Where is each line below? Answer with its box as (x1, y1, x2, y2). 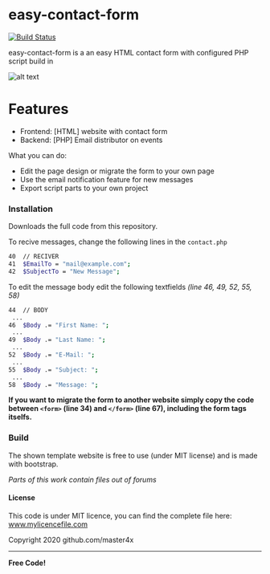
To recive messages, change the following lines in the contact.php (8, 237, 227, 246)
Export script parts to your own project (19, 183, 149, 193)
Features (8, 100, 69, 118)
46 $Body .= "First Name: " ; (8, 321, 110, 329)
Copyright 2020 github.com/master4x (8, 535, 134, 544)
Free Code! (8, 558, 47, 568)
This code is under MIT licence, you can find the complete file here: (8, 511, 232, 520)
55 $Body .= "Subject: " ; (8, 365, 99, 374)
